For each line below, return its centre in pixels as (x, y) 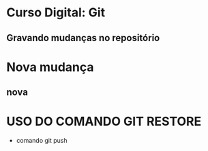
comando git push (42, 141)
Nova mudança (50, 67)
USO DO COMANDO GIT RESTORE (104, 122)
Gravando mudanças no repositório (83, 38)
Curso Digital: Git (56, 13)
